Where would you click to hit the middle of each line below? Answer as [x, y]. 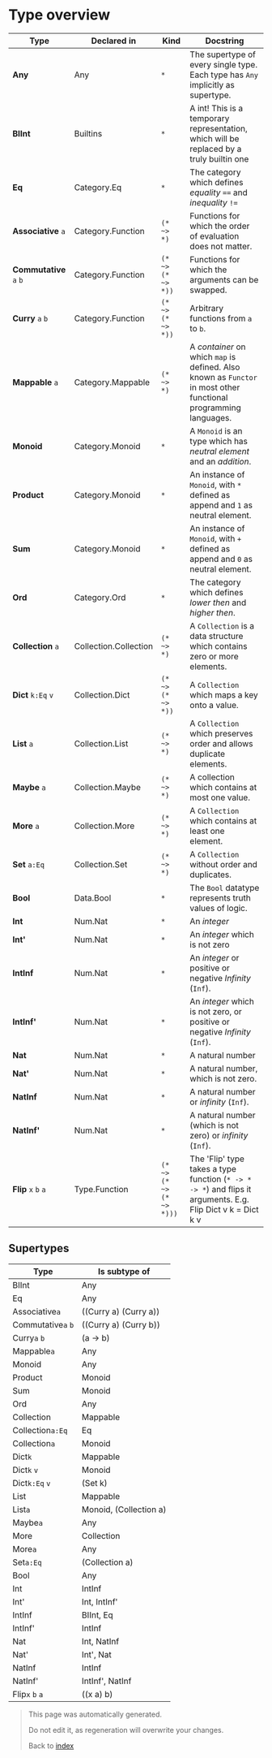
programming [215, 408]
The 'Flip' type [217, 1159]
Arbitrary [207, 308]
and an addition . [221, 461]
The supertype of [223, 54]
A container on [218, 347]
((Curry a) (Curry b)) [121, 1324]
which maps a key [224, 694]
